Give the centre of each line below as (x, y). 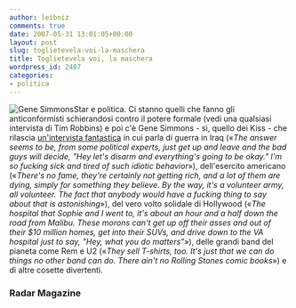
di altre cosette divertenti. (56, 270)
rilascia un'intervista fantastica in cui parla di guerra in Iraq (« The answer (143, 137)
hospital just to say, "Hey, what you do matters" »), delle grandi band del (141, 241)
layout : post (33, 42)
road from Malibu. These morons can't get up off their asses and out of (140, 223)
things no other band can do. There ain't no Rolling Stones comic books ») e (148, 260)
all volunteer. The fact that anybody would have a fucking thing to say (138, 194)
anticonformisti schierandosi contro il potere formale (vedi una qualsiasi (140, 118)
